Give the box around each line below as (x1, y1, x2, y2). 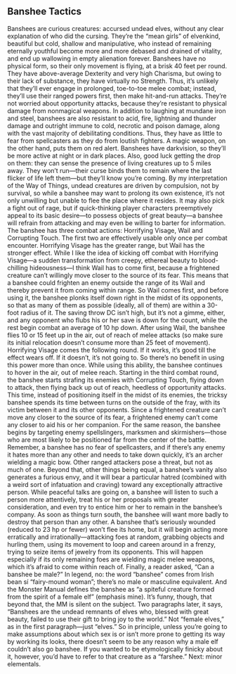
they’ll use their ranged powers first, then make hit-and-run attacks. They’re (7, 91, 227, 100)
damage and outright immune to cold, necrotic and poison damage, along (7, 121, 220, 129)
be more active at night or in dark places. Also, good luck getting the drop (7, 151, 221, 160)
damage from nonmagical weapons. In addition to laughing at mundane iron (7, 106, 226, 115)
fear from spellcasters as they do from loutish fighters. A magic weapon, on (7, 136, 226, 145)
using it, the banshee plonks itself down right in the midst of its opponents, (7, 293, 223, 302)
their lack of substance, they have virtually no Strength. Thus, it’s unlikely (7, 77, 219, 85)
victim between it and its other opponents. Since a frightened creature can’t (7, 405, 227, 414)
